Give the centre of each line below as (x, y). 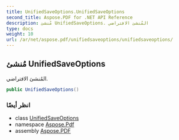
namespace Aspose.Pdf (44, 124)
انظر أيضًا (18, 105)
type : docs (20, 29)
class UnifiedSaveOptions (47, 118)
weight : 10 (20, 34)
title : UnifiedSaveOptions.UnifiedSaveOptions (65, 12)
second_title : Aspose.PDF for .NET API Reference (70, 17)
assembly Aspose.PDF (43, 130)
